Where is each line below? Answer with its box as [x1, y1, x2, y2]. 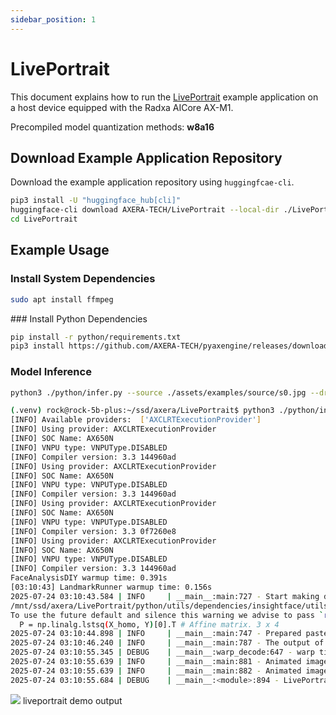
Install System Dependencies [10, 272, 156, 286]
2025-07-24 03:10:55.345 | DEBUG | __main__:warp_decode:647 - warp [10, 647, 315, 658]
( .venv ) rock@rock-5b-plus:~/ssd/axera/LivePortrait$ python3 [10, 406, 275, 416]
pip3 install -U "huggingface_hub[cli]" [10, 196, 182, 206]
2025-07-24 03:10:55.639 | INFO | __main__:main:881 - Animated [10, 657, 302, 667]
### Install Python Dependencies [10, 312, 148, 325]
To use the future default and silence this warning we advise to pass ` [10, 610, 325, 620]
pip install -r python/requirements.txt [10, 332, 182, 342]
